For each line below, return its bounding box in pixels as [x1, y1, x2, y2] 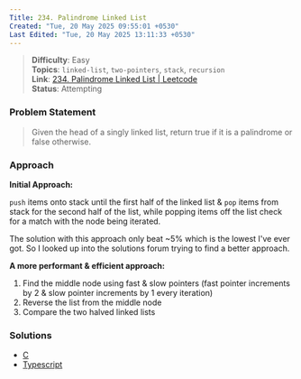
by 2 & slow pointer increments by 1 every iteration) [22, 287, 214, 298]
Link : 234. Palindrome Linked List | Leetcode [31, 74, 198, 85]
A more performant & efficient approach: [9, 260, 165, 271]
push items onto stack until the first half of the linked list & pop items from [9, 196, 279, 208]
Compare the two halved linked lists [22, 306, 156, 317]
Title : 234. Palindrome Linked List [9, 13, 147, 23]
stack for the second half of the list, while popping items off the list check [9, 206, 282, 217]
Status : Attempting [31, 83, 103, 95]
